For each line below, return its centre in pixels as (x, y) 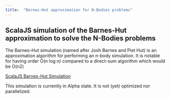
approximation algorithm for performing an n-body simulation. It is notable (83, 56)
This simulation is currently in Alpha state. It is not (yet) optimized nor (78, 86)
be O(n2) (15, 67)
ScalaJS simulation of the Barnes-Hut (66, 31)
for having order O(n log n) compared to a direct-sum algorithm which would (85, 61)
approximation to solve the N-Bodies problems (80, 38)
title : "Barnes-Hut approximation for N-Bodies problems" (69, 10)
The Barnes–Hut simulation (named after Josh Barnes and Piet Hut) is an (81, 51)
